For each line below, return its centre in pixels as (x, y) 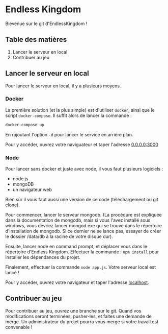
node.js (21, 179)
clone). (13, 205)
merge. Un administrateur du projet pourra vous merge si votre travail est (82, 321)
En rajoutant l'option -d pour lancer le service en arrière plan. (69, 134)
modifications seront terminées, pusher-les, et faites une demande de (78, 316)
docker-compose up (25, 125)
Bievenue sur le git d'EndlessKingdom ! (46, 23)
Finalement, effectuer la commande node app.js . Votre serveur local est (81, 267)
